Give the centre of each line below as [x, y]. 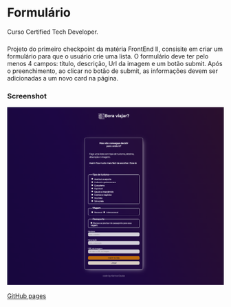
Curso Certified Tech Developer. [53, 32]
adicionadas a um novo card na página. [63, 78]
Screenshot [27, 96]
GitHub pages [27, 296]
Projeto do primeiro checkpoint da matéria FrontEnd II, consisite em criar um [115, 49]
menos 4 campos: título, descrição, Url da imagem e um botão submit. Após [115, 63]
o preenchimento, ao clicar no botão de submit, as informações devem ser [113, 71]
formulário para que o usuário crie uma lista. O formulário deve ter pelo [108, 56]
